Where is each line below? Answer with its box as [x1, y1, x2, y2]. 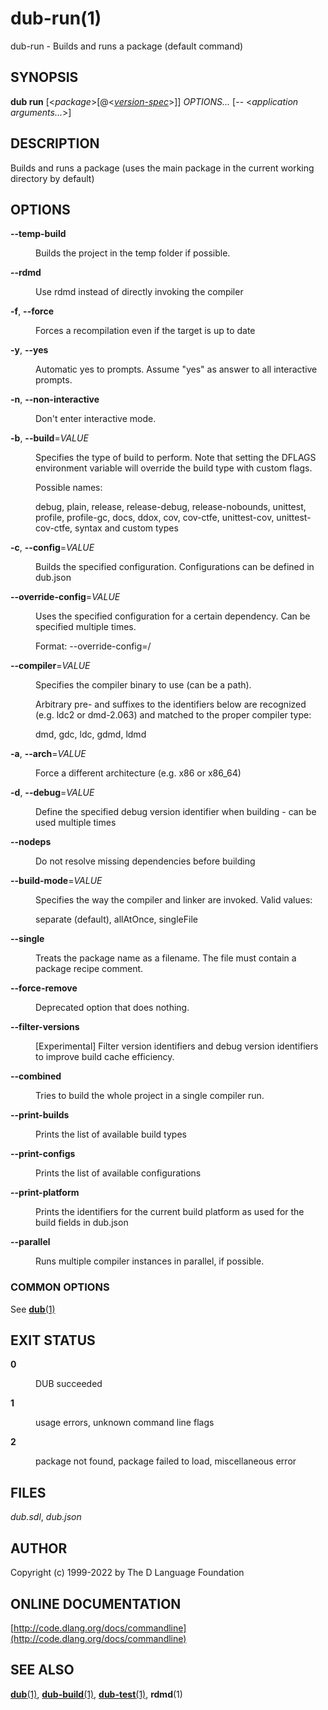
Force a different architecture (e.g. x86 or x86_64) [35, 767, 242, 779]
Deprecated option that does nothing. [35, 1002, 190, 1014]
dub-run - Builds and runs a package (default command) [10, 40, 244, 52]
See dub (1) [10, 1303, 56, 1315]
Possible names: [35, 482, 103, 494]
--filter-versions [10, 1021, 80, 1033]
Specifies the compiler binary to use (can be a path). [35, 679, 252, 691]
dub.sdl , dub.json [10, 1511, 82, 1523]
